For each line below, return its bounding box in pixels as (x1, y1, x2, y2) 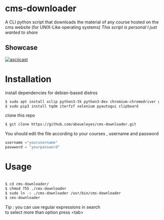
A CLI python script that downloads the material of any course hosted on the (5, 19, 159, 25)
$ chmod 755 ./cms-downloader (5, 186, 67, 191)
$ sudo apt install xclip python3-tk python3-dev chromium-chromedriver (5, 99, 156, 104)
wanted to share (5, 29, 38, 35)
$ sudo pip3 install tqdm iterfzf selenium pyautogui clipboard (5, 103, 139, 109)
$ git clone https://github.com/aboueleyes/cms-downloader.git (5, 122, 137, 127)
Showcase (5, 43, 38, 52)
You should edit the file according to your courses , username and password (5, 131, 159, 137)
